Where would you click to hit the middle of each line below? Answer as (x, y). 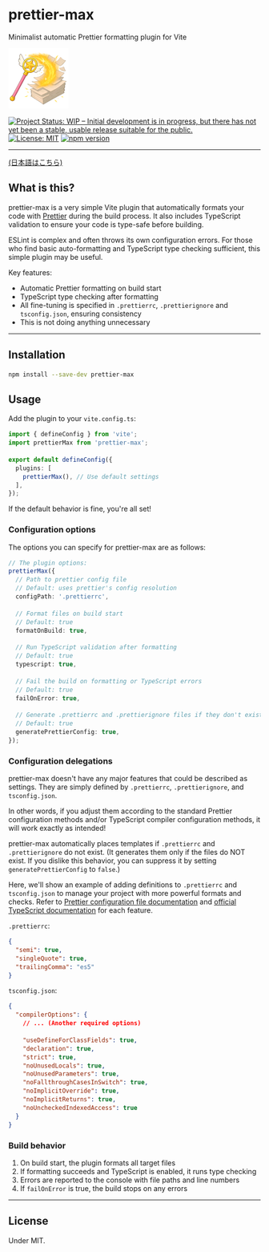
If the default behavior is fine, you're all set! (80, 509)
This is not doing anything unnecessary (85, 322)
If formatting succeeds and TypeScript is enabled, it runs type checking (138, 1171)
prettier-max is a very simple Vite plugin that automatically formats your (126, 207)
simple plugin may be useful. (56, 257)
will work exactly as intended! (57, 829)
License (28, 1221)
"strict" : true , (50, 1057)
